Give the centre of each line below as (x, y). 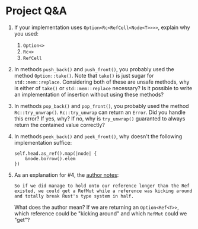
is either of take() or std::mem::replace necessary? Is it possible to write (103, 88)
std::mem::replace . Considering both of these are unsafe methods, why (102, 82)
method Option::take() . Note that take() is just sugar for (84, 75)
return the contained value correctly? (59, 125)
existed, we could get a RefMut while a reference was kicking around (103, 191)
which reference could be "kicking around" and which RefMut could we (100, 213)
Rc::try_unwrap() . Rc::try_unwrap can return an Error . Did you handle (100, 112)
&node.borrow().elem (50, 158)
